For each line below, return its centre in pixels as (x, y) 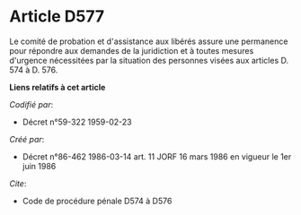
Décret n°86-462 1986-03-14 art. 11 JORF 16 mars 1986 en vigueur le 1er (157, 156)
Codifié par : (31, 104)
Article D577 (57, 17)
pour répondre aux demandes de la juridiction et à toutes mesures (132, 50)
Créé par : (27, 139)
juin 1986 (39, 166)
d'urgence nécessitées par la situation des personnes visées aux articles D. (149, 60)
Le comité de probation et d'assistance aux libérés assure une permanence (149, 41)
